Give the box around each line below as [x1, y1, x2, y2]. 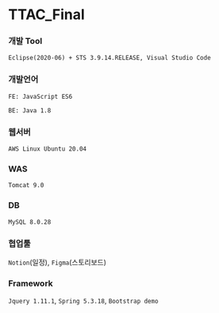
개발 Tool [8, 36, 43, 47]
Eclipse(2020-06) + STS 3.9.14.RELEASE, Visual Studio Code [8, 54, 212, 62]
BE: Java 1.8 [8, 106, 52, 115]
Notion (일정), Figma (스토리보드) [8, 257, 107, 267]
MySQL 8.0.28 [8, 217, 52, 226]
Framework [8, 277, 53, 288]
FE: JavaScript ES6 [8, 92, 73, 100]
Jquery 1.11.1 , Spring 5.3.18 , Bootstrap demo [8, 296, 159, 306]
